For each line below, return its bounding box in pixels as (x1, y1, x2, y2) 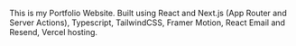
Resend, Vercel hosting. (9, 27, 97, 37)
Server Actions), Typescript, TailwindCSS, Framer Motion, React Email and (9, 17, 286, 28)
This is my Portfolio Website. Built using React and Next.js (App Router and (9, 8, 287, 18)
